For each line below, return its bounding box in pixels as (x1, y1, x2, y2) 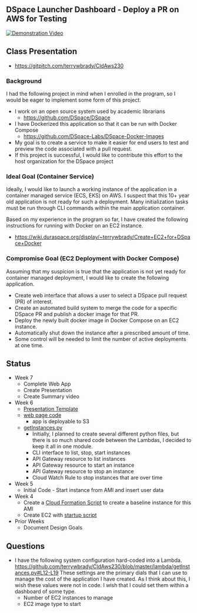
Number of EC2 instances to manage (23, 594, 113, 601)
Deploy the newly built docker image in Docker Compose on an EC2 (14, 317, 179, 324)
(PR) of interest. (14, 298, 53, 305)
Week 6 (14, 399, 34, 406)
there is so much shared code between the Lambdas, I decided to (32, 437, 192, 444)
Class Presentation (6, 46, 78, 56)
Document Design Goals (23, 524, 83, 531)
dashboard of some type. (14, 588, 76, 595)
